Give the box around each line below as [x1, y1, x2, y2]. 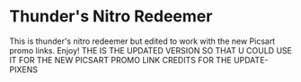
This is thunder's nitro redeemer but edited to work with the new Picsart [9, 36, 276, 46]
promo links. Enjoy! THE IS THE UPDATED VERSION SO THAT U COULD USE [9, 45, 292, 55]
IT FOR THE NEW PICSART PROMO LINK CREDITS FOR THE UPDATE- [9, 54, 269, 65]
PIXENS [9, 64, 39, 75]
